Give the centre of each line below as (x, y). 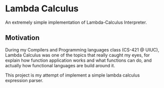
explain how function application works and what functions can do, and (79, 60)
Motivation (22, 38)
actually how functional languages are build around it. (60, 65)
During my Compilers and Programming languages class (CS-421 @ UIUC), (82, 49)
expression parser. (24, 80)
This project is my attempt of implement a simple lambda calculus (73, 75)
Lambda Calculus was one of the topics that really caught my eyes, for (78, 55)
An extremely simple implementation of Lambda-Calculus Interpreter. (76, 22)
